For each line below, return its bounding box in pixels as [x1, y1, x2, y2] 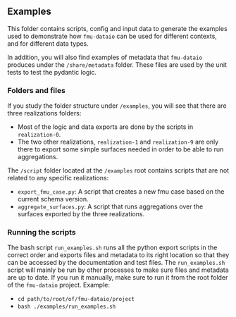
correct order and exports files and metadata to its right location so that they [7, 251, 230, 259]
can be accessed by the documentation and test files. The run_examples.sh [7, 259, 225, 267]
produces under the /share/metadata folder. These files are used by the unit [7, 60, 228, 69]
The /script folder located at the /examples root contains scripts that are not [7, 166, 230, 175]
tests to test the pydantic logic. [7, 68, 97, 76]
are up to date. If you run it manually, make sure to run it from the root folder [7, 273, 228, 282]
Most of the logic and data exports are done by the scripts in [17, 123, 194, 131]
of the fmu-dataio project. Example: [7, 281, 111, 290]
